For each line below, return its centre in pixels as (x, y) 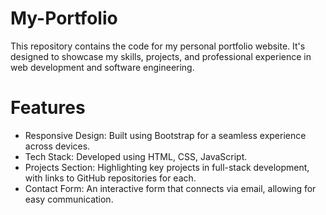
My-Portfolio (64, 18)
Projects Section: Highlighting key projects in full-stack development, (167, 167)
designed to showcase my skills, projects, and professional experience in (161, 56)
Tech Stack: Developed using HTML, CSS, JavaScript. (136, 156)
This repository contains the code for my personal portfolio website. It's (158, 46)
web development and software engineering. (102, 67)
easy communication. (69, 199)
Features (48, 108)
